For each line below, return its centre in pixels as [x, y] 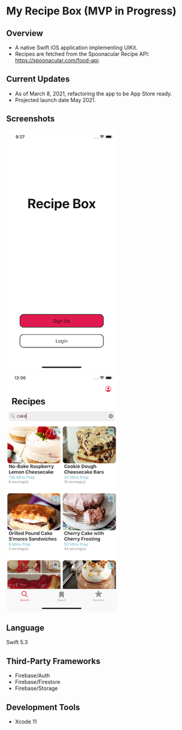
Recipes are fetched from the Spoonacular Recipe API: [82, 54]
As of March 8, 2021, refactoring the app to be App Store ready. [93, 94]
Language [25, 628]
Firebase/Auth [32, 675]
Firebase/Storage [36, 689]
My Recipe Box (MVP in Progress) [91, 11]
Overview [25, 33]
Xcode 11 [26, 722]
